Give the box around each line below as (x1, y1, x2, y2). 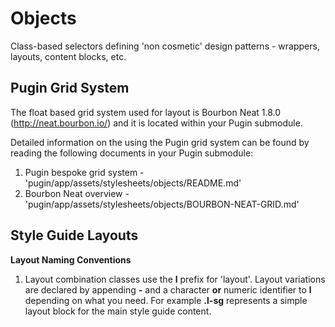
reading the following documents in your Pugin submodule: (10, 147, 254, 159)
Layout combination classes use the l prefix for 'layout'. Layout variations (24, 273, 326, 285)
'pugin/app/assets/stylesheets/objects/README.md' (24, 177, 242, 189)
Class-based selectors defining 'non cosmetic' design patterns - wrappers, (10, 40, 320, 52)
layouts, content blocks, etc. (10, 50, 127, 62)
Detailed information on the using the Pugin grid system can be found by (10, 136, 310, 148)
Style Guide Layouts (10, 227, 139, 244)
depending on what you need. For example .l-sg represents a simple (24, 294, 308, 306)
